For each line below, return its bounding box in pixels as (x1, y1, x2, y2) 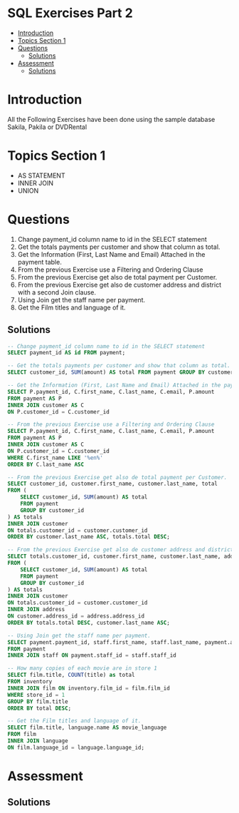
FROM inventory (7, 678, 53, 685)
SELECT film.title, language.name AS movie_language (7, 724, 167, 732)
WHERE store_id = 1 (7, 691, 65, 698)
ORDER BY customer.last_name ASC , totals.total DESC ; (7, 533, 171, 541)
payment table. (17, 257, 62, 266)
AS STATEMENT (17, 171, 65, 180)
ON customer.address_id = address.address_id (7, 613, 144, 620)
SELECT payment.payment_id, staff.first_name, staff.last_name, (7, 638, 202, 646)
